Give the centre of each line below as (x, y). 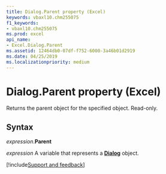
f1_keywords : (22, 23)
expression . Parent (29, 142)
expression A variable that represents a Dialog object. (73, 153)
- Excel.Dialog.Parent (34, 46)
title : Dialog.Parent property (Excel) (56, 12)
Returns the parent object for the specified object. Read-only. (82, 108)
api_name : (19, 40)
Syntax (20, 127)
